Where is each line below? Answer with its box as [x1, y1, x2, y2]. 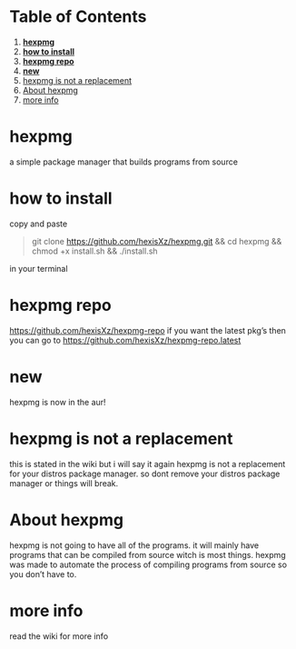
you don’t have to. [9, 568, 77, 579]
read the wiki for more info [9, 630, 109, 642]
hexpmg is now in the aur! [9, 396, 106, 407]
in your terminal [9, 263, 68, 274]
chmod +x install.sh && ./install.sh [31, 245, 158, 256]
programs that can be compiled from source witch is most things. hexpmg [9, 549, 286, 560]
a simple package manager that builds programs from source [9, 156, 239, 167]
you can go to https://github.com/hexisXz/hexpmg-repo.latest [9, 334, 242, 345]
